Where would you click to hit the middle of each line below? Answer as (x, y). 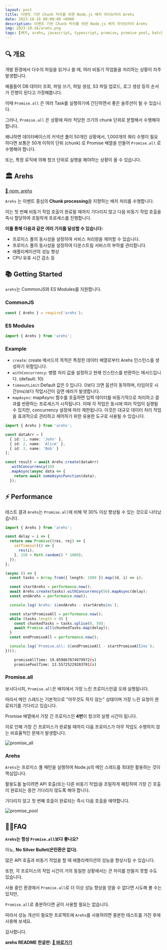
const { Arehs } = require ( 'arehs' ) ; (44, 313)
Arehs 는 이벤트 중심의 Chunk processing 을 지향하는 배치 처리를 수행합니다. (80, 201)
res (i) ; (26, 551)
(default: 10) (31, 379)
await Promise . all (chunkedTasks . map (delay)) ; (62, 628)
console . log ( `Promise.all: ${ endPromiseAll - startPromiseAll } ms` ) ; (82, 646)
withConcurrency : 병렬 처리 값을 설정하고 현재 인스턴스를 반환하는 (76, 373)
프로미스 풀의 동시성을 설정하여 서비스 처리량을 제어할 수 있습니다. (76, 239)
